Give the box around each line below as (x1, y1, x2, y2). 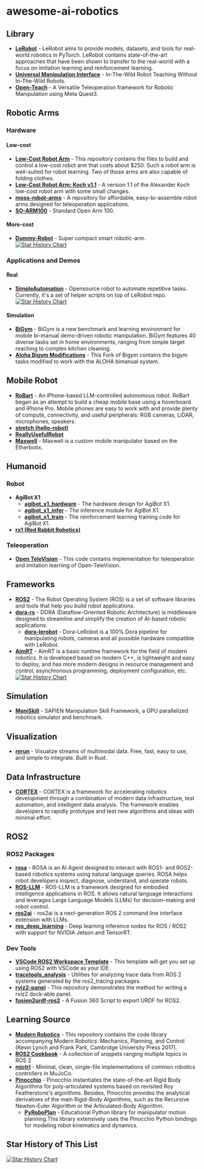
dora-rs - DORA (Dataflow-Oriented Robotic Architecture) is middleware (15, 608, 197, 616)
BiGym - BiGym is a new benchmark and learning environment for (15, 326, 181, 333)
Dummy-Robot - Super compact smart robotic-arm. (15, 234, 146, 242)
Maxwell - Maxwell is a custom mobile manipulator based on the (15, 437, 178, 444)
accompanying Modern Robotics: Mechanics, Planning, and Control (15, 1037, 185, 1044)
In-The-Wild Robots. (15, 78, 66, 84)
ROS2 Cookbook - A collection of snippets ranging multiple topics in (15, 1050, 188, 1057)
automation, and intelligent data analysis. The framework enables (15, 801, 179, 809)
